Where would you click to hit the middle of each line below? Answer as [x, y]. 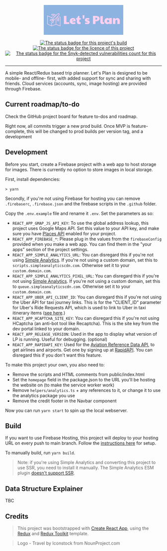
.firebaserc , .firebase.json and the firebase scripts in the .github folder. [81, 203]
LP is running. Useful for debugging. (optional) [60, 339]
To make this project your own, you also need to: [55, 365]
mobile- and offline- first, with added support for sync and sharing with [78, 78]
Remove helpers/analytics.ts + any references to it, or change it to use [86, 390]
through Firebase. [23, 89]
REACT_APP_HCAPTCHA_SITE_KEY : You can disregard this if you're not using [86, 318]
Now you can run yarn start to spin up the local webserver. [67, 410]
